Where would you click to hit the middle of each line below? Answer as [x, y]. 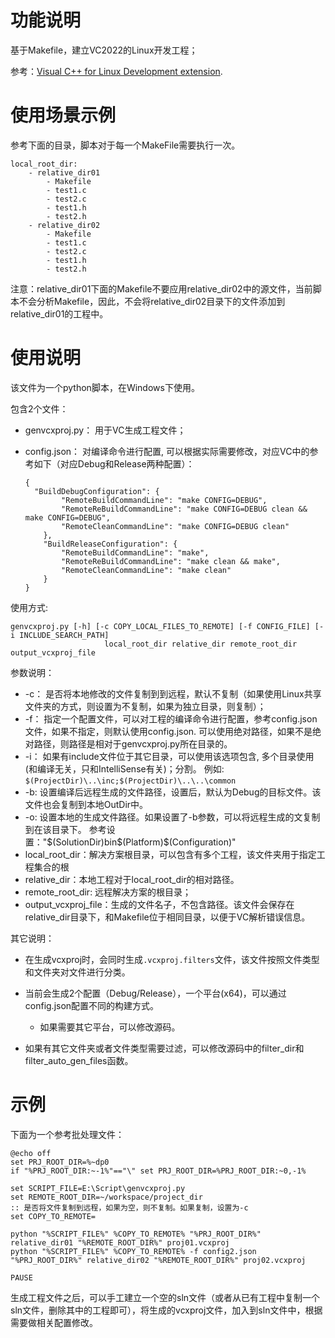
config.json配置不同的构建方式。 [92, 1005]
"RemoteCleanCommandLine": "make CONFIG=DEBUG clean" [175, 526]
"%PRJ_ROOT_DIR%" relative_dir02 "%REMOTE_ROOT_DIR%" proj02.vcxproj [158, 1260]
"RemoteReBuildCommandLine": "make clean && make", [171, 561]
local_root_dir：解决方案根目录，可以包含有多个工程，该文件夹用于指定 [170, 854]
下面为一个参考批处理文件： [67, 1134]
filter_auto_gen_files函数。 [79, 1060]
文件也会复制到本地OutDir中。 [86, 804]
